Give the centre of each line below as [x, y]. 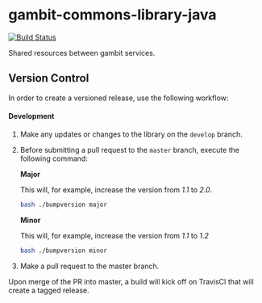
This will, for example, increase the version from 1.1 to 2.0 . [116, 189]
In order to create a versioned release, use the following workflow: [119, 98]
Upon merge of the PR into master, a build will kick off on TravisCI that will [131, 281]
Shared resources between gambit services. [82, 53]
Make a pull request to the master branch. [89, 266]
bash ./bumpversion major [63, 204]
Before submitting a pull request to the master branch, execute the [130, 149]
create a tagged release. [49, 290]
